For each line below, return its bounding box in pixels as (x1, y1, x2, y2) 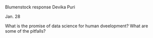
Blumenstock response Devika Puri (5, 4, 76, 10)
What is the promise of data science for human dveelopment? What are (5, 23, 149, 29)
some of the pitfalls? (5, 28, 46, 34)
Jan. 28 (5, 14, 20, 19)
